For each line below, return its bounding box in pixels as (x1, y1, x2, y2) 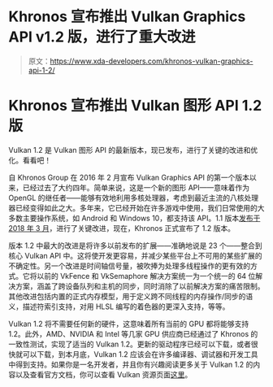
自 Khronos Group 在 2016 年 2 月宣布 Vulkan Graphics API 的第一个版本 (8, 172, 250, 182)
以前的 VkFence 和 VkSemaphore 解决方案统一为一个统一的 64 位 (36, 271, 256, 280)
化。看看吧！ (8, 155, 51, 165)
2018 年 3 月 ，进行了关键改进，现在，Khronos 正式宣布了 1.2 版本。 (8, 223, 236, 233)
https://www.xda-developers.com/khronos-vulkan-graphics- (50, 56, 253, 66)
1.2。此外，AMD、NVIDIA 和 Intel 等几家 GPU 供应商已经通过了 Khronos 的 (8, 328, 258, 338)
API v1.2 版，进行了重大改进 (8, 28, 197, 46)
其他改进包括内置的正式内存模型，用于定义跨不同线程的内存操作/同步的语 (8, 291, 253, 301)
